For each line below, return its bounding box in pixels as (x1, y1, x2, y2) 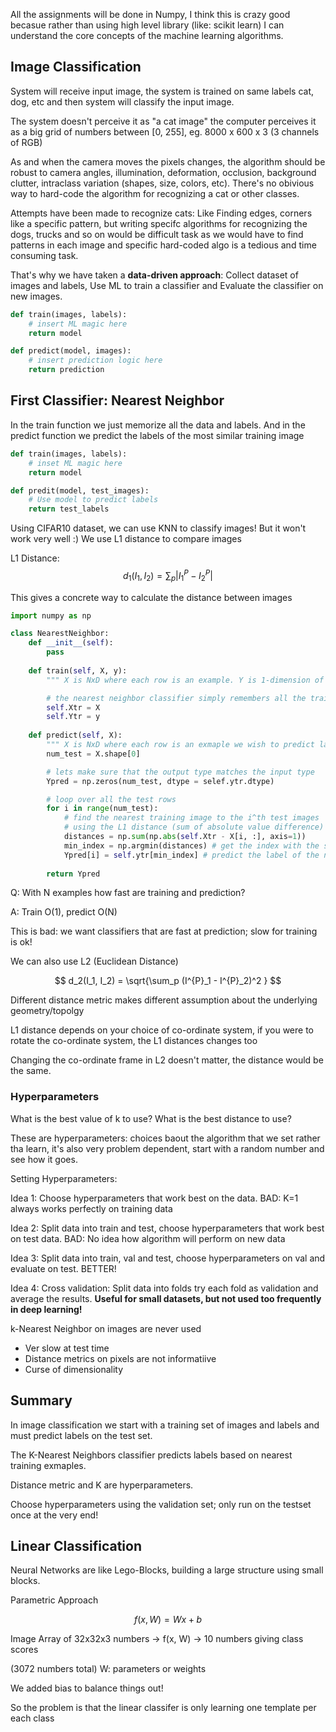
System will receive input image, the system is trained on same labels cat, (10, 85, 315, 97)
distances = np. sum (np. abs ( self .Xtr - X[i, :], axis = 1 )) (63, 832, 307, 842)
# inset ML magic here (28, 458, 123, 468)
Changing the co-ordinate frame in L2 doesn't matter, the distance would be (10, 1054, 324, 1066)
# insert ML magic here (28, 319, 128, 329)
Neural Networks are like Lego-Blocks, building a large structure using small (10, 1564, 324, 1576)
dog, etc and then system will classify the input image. (10, 95, 235, 108)
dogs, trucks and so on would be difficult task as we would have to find (10, 228, 304, 240)
